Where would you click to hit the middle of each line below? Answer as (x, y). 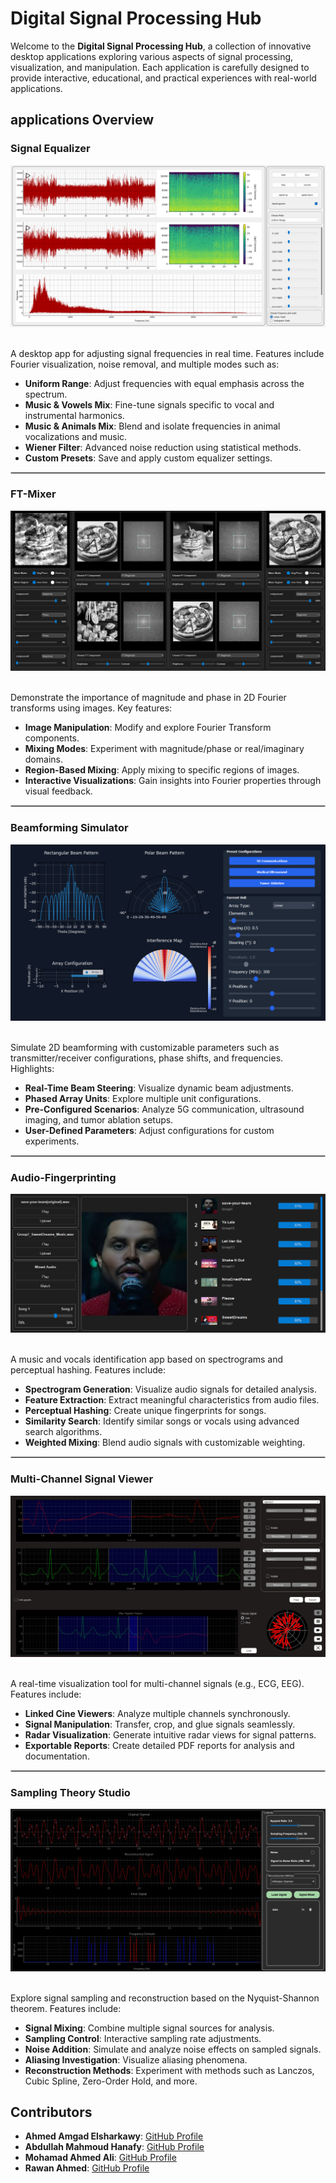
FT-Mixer (33, 494)
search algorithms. (63, 1432)
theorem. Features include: (66, 2008)
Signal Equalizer (50, 149)
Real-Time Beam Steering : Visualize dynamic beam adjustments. (159, 1088)
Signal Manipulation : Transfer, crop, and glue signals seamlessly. (160, 1724)
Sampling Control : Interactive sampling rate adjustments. (143, 2038)
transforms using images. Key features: (91, 708)
